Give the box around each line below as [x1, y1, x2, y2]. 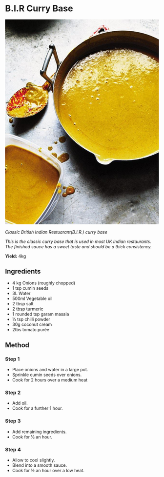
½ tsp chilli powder [12, 317, 50, 322]
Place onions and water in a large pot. [12, 367, 88, 373]
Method [5, 341, 30, 349]
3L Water [12, 291, 31, 297]
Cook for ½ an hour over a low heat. [12, 468, 84, 474]
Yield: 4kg [5, 253, 26, 259]
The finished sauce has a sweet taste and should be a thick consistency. [5, 243, 152, 249]
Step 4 [5, 446, 21, 453]
